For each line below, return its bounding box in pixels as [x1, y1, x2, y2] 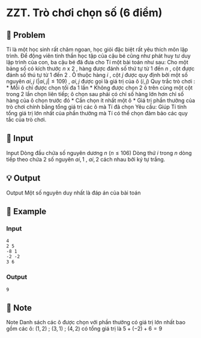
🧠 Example [6, 207, 47, 217]
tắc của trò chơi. [6, 116, 47, 123]
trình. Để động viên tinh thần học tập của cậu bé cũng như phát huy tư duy [6, 52, 191, 59]
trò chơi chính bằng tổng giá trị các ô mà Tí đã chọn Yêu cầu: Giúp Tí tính [6, 103, 187, 110]
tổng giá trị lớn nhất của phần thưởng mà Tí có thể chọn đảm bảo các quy [6, 110, 188, 116]
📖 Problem [6, 30, 46, 40]
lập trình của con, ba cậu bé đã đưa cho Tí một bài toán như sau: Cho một [6, 59, 188, 65]
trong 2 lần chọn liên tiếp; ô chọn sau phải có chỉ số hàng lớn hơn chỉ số [6, 91, 184, 97]
